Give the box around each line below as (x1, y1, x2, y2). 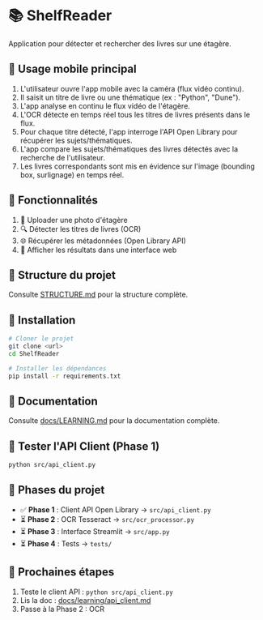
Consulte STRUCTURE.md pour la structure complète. (8, 289, 189, 300)
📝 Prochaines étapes (8, 565, 115, 579)
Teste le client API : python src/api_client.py (19, 587, 174, 596)
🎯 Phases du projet (8, 483, 105, 497)
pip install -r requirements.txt (8, 372, 121, 380)
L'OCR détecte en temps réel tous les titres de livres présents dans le (19, 109, 251, 119)
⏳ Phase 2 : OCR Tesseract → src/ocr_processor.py (19, 514, 195, 524)
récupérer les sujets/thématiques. (19, 135, 133, 145)
